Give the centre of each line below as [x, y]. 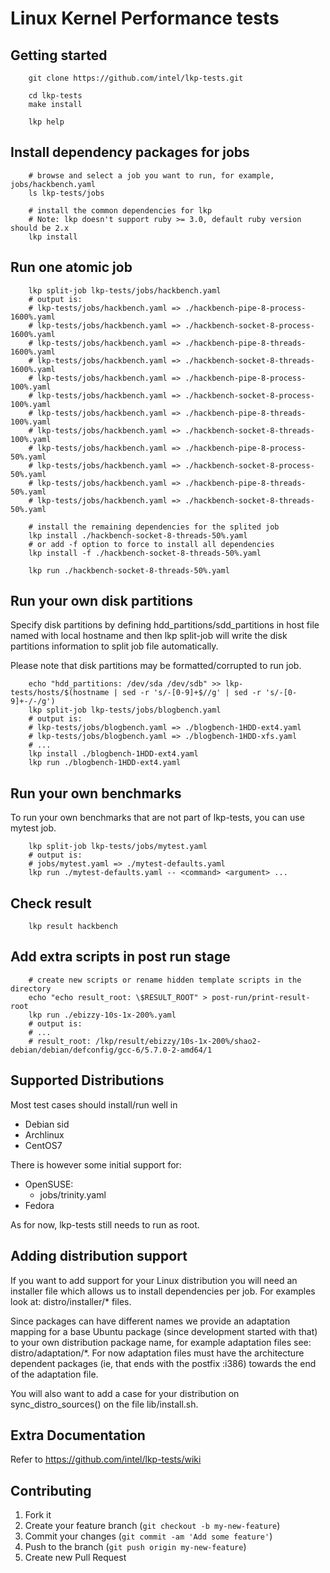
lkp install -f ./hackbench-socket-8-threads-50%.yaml [145, 553]
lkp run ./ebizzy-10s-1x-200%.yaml [102, 1015]
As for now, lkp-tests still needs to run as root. [105, 1224]
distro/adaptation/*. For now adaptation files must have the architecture [157, 1353]
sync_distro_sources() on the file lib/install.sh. [104, 1404]
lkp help [46, 122]
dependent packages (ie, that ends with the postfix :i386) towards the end [163, 1363]
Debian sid [47, 1124]
